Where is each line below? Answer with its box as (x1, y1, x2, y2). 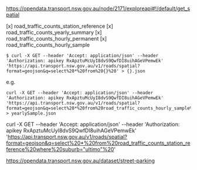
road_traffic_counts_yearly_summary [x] (6, 29, 102, 36)
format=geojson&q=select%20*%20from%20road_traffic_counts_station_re (6, 139, 191, 146)
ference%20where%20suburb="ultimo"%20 (6, 146, 114, 152)
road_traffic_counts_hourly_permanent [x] (6, 35, 107, 42)
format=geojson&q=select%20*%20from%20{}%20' (6, 68, 119, 74)
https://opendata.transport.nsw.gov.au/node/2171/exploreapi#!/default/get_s (6, 5, 191, 12)
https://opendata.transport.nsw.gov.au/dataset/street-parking (6, 157, 155, 164)
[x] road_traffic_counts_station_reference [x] (6, 23, 113, 29)
